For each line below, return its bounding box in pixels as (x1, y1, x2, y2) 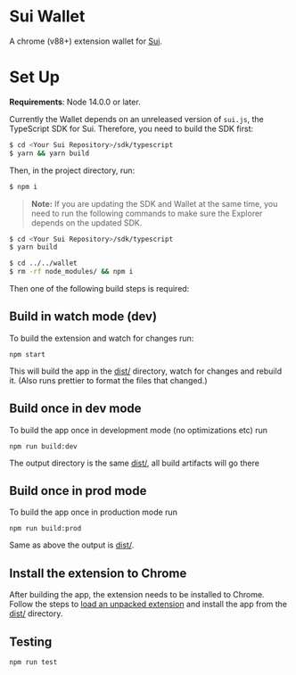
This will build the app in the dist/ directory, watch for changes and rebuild (9, 366, 283, 376)
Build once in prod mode (9, 483, 147, 498)
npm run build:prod (9, 524, 82, 533)
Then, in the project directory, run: (9, 165, 136, 176)
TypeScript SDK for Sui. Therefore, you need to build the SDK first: (9, 123, 254, 134)
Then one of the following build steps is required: (9, 284, 190, 293)
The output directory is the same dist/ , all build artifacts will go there (9, 457, 260, 468)
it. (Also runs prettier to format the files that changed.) (9, 375, 208, 385)
